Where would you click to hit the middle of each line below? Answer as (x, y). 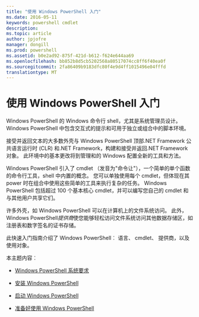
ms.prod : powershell (32, 50)
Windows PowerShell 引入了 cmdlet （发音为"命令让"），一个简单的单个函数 (98, 168)
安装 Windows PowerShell (47, 283)
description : (22, 28)
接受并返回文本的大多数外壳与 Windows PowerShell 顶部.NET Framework (96, 141)
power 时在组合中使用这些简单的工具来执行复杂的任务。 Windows (87, 183)
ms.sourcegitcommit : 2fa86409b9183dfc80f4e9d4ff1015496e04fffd (86, 67)
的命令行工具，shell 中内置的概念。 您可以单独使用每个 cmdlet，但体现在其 (98, 176)
